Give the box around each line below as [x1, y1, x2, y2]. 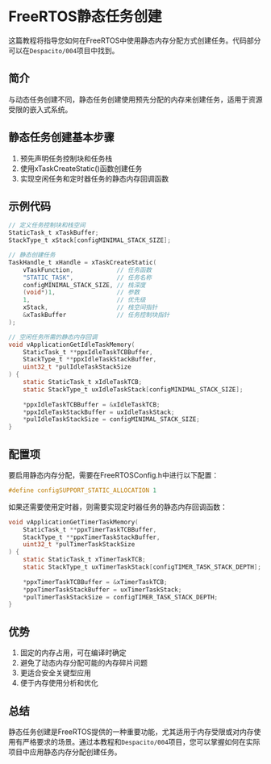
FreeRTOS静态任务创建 [8, 7, 163, 26]
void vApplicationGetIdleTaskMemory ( [8, 340, 135, 349]
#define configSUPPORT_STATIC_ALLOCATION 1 [8, 486, 157, 495]
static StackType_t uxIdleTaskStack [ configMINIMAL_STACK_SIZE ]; [23, 385, 244, 394]
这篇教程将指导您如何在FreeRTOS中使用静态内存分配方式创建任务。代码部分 [8, 35, 261, 45]
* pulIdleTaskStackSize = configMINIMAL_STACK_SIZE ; [23, 415, 200, 424]
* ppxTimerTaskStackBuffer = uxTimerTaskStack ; [23, 586, 182, 594]
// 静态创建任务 [8, 251, 56, 259]
